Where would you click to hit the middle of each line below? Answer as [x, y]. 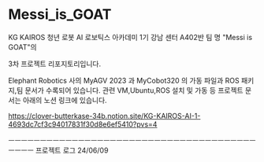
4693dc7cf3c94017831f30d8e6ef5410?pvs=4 [83, 124]
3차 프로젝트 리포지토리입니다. [54, 64]
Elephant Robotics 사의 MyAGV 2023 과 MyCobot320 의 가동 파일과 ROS [124, 80]
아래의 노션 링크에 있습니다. [65, 100]
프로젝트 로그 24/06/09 [72, 150]
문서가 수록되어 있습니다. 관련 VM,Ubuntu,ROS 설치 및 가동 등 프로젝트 [134, 90]
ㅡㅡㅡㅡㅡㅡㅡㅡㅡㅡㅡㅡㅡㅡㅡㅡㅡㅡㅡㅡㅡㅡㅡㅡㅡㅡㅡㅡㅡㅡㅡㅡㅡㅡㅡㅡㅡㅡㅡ [132, 140]
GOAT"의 [22, 47]
